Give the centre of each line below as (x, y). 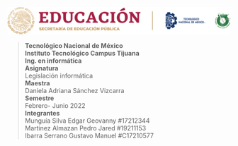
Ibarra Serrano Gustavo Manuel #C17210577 (89, 135)
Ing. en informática (53, 61)
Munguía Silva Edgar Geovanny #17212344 (87, 121)
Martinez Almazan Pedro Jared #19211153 (85, 128)
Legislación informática (59, 75)
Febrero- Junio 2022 (55, 105)
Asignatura (41, 68)
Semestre (39, 98)
